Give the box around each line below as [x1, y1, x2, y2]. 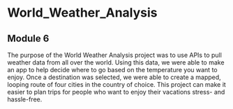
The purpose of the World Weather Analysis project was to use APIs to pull [7, 51, 222, 59]
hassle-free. [7, 95, 43, 103]
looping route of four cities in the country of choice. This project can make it [7, 81, 227, 88]
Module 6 [7, 33, 50, 44]
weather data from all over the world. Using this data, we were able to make [7, 58, 225, 67]
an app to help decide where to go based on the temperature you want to [7, 66, 218, 74]
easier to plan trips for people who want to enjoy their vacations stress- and [7, 88, 225, 96]
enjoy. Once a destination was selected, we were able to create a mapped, [7, 73, 221, 81]
